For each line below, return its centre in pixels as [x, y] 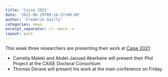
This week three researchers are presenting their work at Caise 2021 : [78, 48]
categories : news [24, 24]
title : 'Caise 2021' [27, 10]
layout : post [19, 34]
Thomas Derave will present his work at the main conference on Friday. [88, 69]
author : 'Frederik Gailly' [34, 19]
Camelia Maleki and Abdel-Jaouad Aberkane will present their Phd [83, 58]
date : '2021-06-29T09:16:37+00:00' [43, 15]
